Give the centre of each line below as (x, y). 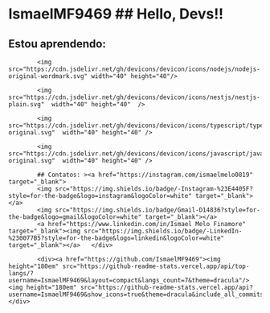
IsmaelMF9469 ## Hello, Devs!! (116, 14)
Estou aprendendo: (57, 44)
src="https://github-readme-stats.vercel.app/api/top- (156, 266)
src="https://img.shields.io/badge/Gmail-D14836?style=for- (158, 210)
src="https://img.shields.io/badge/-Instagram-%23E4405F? (154, 189)
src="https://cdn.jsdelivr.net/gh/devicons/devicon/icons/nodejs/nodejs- (135, 69)
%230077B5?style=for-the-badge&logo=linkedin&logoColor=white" (117, 238)
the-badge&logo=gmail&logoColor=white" (75, 217)
